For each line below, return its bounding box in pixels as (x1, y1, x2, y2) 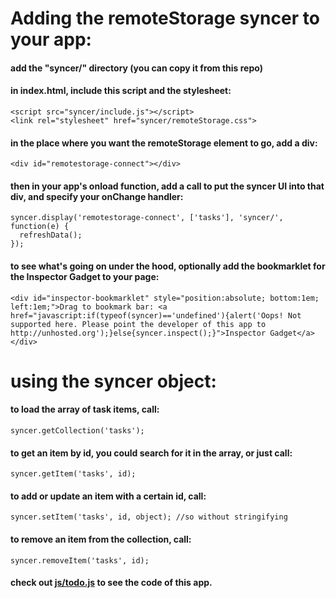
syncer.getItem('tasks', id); (10, 469, 137, 479)
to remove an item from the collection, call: (10, 533, 192, 545)
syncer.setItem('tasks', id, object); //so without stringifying (10, 512, 288, 522)
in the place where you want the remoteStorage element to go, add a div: (10, 137, 318, 149)
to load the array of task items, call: (10, 403, 160, 416)
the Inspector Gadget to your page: (10, 270, 160, 282)
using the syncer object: (10, 370, 217, 392)
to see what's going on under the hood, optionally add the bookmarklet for (10, 260, 326, 272)
